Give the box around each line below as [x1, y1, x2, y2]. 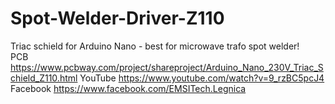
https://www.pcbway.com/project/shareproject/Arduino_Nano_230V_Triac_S [10, 61, 324, 73]
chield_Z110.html [10, 72, 78, 84]
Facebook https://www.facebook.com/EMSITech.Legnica [10, 82, 247, 94]
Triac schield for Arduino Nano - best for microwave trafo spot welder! [10, 40, 300, 52]
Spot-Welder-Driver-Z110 [10, 7, 225, 30]
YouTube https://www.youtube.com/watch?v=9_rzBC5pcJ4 [79, 72, 325, 84]
